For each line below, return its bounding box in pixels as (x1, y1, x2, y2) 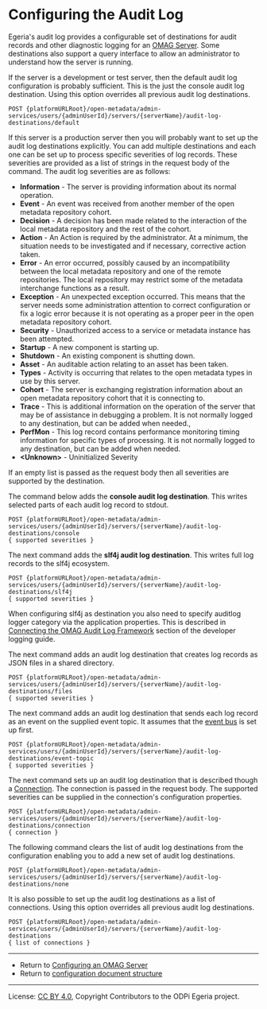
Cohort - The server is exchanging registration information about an (19, 384, 243, 394)
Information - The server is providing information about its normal (19, 181, 237, 192)
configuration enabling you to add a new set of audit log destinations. (8, 851, 236, 860)
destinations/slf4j (8, 588, 73, 596)
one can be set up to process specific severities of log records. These (8, 149, 238, 159)
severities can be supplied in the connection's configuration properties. (8, 792, 242, 801)
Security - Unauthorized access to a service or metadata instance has (19, 325, 251, 335)
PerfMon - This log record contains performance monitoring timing (19, 427, 240, 437)
